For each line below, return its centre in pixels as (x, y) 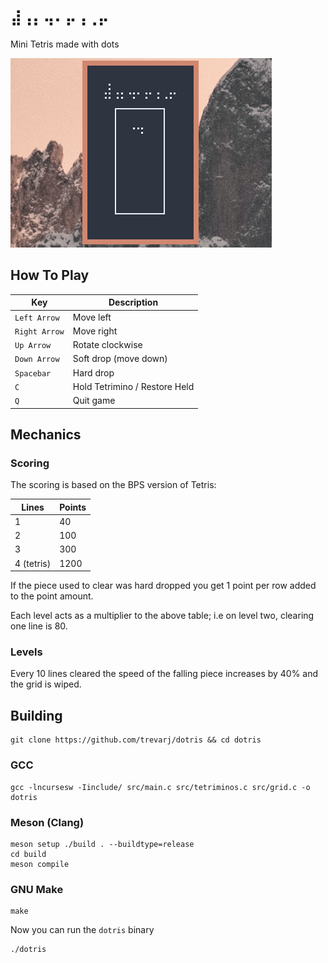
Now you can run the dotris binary (82, 930)
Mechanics (46, 434)
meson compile (40, 864)
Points (73, 507)
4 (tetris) (33, 563)
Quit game (94, 400)
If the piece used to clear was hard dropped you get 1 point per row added (163, 586)
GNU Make (37, 889)
